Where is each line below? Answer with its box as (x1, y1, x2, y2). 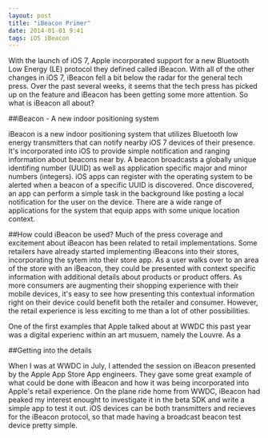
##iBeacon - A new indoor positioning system (8, 113, 159, 124)
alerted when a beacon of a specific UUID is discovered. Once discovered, (8, 181, 254, 190)
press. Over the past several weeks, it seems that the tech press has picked (8, 82, 258, 91)
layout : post (8, 11, 52, 20)
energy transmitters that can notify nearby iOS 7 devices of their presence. (8, 137, 255, 148)
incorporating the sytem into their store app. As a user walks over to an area (8, 255, 259, 265)
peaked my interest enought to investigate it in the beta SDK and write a (8, 395, 246, 404)
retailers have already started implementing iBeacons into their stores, (8, 247, 240, 257)
